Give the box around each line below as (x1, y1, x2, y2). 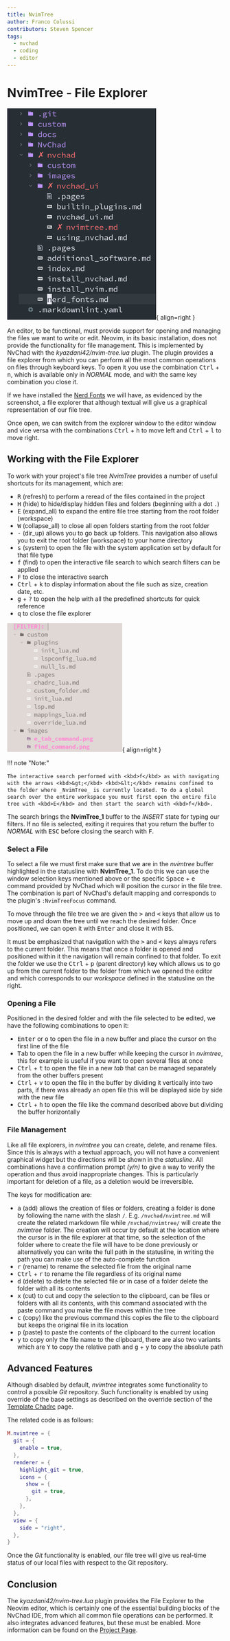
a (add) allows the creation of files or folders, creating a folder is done (16, 1204, 216, 1212)
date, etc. (16, 587, 45, 595)
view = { (13, 1517, 38, 1524)
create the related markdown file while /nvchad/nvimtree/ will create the (16, 1218, 222, 1226)
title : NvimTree (7, 11, 54, 18)
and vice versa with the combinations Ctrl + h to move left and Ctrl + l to (7, 426, 222, 434)
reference (16, 602, 45, 610)
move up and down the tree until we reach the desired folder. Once (7, 916, 197, 925)
